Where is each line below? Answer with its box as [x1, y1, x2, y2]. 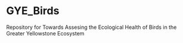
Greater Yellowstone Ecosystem [6, 29, 85, 37]
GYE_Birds [6, 4, 60, 18]
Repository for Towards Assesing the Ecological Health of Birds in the [6, 24, 177, 31]
